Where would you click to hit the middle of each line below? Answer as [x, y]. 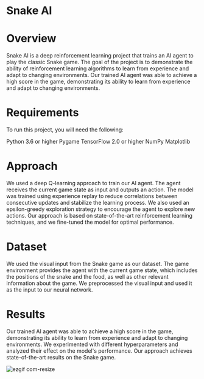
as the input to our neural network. [50, 289]
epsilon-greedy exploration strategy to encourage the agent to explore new [101, 209]
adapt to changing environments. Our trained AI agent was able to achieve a [102, 75]
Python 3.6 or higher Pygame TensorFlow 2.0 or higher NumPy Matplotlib [98, 142]
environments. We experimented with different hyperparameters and [92, 344]
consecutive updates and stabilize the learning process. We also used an [98, 203]
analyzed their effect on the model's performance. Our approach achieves [100, 351]
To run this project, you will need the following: [65, 130]
